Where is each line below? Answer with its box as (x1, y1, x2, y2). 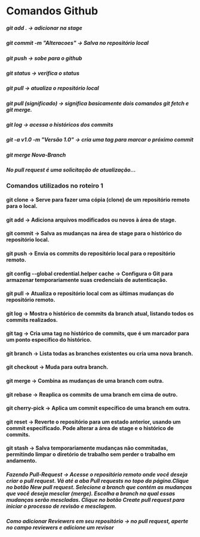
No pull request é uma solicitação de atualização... (6, 166, 136, 174)
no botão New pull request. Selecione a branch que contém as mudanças (6, 484, 192, 491)
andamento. (6, 457, 37, 464)
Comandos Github (6, 4, 99, 18)
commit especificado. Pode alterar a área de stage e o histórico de (6, 424, 174, 431)
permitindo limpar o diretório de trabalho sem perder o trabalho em (6, 451, 176, 458)
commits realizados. (6, 316, 58, 323)
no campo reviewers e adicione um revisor (6, 524, 115, 531)
